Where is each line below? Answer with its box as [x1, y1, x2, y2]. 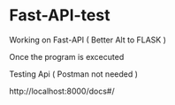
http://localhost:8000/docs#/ [9, 86, 115, 96]
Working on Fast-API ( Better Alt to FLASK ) [9, 34, 166, 45]
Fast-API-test [9, 5, 110, 26]
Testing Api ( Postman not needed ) [9, 68, 139, 79]
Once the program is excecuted [9, 51, 125, 62]
